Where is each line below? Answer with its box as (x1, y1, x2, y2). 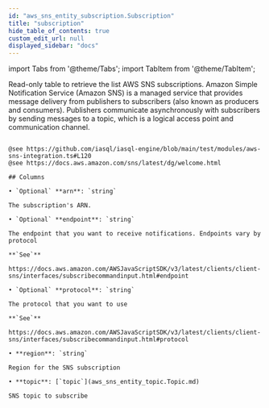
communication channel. (8, 123, 90, 132)
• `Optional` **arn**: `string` (8, 187, 117, 196)
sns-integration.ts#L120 (8, 152, 92, 160)
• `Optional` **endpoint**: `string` (8, 215, 135, 224)
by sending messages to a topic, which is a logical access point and (8, 114, 234, 123)
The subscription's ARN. (8, 202, 92, 210)
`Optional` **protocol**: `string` (15, 286, 135, 294)
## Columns (8, 173, 45, 181)
